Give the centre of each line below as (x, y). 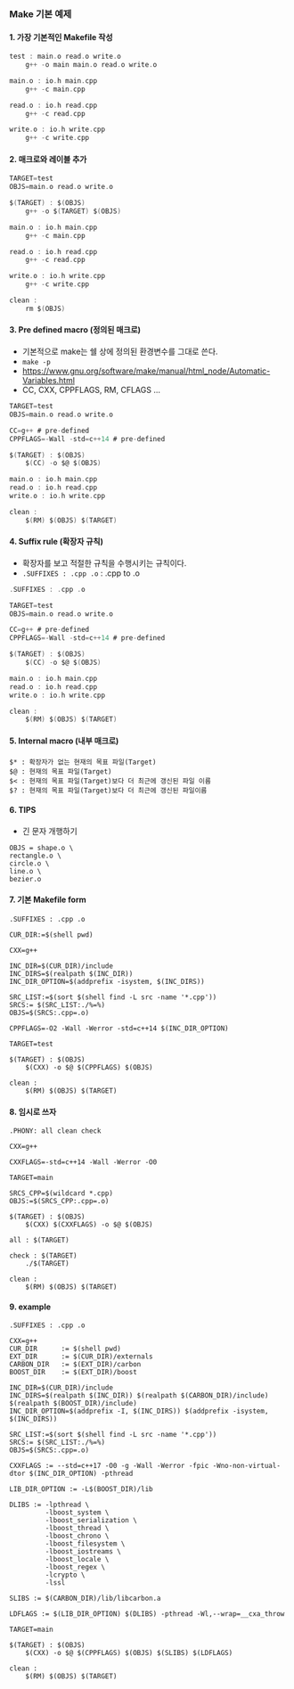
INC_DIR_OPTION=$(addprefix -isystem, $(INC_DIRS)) (107, 981)
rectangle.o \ (36, 856)
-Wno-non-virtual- (246, 1466)
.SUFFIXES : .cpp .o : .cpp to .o (81, 573)
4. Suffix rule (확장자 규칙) (57, 542)
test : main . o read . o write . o (65, 57)
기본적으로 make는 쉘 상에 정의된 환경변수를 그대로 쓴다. (120, 352)
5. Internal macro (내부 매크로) (64, 741)
